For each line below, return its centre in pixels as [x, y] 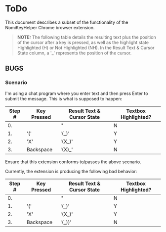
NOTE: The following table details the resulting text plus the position [87, 37]
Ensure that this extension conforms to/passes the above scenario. [73, 162]
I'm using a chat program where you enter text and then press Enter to [77, 93]
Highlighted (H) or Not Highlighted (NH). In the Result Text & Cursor [86, 47]
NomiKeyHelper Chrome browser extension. [50, 27]
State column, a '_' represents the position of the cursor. [74, 53]
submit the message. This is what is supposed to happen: [64, 98]
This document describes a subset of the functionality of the [67, 22]
